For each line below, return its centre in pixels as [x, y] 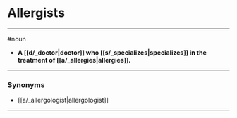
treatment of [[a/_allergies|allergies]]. [74, 60]
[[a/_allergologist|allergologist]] [63, 100]
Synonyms [26, 84]
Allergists [36, 13]
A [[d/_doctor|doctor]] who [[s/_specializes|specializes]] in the [112, 52]
